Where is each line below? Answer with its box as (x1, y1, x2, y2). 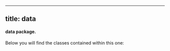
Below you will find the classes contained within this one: (5, 39, 124, 45)
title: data (5, 14, 36, 23)
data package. (5, 28, 36, 34)
